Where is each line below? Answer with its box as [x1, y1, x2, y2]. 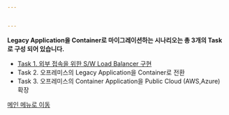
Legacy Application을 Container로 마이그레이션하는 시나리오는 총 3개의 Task [7, 36, 223, 44]
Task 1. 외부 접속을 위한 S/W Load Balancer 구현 [17, 59, 152, 68]
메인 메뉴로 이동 [7, 100, 51, 109]
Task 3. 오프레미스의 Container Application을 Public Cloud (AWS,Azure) [17, 77, 221, 85]
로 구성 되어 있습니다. [7, 45, 65, 53]
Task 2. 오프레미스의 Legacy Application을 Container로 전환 [17, 68, 185, 77]
